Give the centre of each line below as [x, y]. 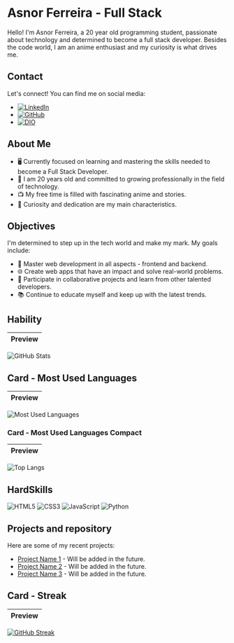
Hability [24, 319]
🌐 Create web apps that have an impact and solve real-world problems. [120, 272]
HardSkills [30, 489]
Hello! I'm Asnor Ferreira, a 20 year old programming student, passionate [112, 32]
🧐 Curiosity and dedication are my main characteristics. [97, 204]
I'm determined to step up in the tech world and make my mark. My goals [112, 243]
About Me [29, 144]
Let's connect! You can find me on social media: [76, 93]
